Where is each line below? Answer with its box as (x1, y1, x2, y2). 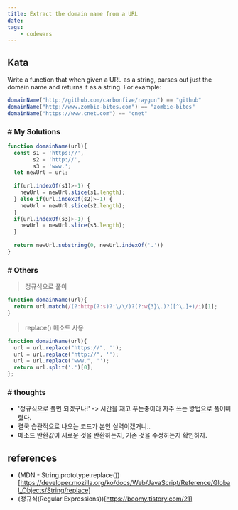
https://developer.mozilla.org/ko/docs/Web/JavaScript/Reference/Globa (20, 479, 231, 487)
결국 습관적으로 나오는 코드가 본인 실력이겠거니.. (17, 422, 151, 430)
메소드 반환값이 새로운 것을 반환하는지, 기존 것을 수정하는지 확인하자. (17, 431, 207, 440)
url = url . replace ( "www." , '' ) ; (13, 357, 110, 364)
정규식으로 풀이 (24, 282, 67, 291)
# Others (7, 265, 38, 275)
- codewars (20, 30, 53, 38)
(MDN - (17, 471, 40, 479)
